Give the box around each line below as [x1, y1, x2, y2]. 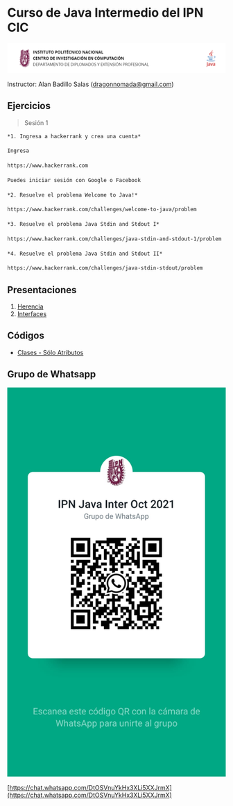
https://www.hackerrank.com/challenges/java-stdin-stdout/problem [7, 265, 203, 272]
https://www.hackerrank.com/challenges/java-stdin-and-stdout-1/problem [7, 235, 222, 242]
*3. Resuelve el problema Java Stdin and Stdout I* [7, 221, 159, 228]
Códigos [7, 330, 45, 342]
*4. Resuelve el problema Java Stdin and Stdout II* [7, 250, 163, 257]
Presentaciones [7, 283, 77, 296]
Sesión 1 [24, 118, 49, 126]
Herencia [17, 302, 44, 311]
